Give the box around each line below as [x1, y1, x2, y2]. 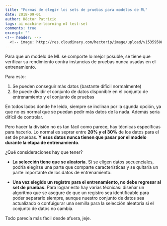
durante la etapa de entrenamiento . [5, 139, 80, 145]
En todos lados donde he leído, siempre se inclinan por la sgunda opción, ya [5, 103, 162, 110]
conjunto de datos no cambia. [12, 205, 74, 212]
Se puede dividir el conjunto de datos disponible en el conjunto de [12, 88, 148, 95]
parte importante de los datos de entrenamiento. [12, 169, 112, 175]
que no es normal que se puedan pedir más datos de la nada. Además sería [5, 109, 160, 114]
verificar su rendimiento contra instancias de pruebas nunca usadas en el [5, 58, 156, 65]
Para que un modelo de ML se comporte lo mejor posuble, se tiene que [5, 53, 151, 59]
